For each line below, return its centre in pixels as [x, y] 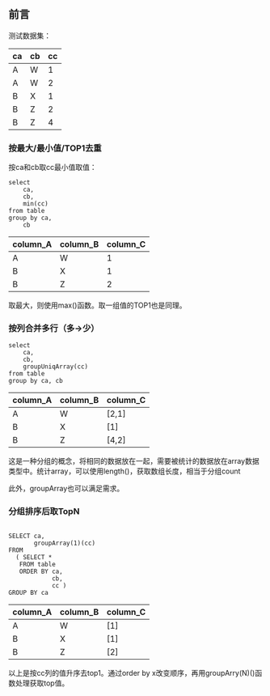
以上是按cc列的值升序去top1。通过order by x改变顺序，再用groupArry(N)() [132, 673]
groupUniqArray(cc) [56, 367]
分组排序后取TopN [44, 511]
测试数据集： [30, 36]
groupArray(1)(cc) [64, 543]
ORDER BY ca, [41, 571]
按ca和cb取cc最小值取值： [53, 168]
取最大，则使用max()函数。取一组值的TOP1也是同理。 [97, 305]
